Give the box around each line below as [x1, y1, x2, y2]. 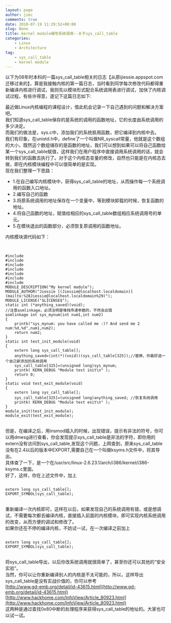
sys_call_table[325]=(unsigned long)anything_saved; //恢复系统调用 [14, 395, 158, 401]
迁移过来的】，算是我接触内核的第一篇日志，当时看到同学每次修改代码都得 [5, 80, 159, 87]
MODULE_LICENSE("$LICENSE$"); [5, 298, 70, 303]
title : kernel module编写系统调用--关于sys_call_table [5, 31, 118, 36]
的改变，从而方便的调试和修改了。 [5, 519, 77, 525]
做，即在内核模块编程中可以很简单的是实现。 [5, 161, 99, 167]
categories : [5, 36, 31, 41]
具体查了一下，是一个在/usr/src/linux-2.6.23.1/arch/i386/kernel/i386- [5, 460, 149, 466]
